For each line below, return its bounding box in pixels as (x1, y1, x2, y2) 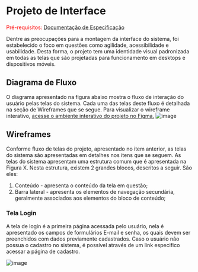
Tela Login (6, 209, 37, 217)
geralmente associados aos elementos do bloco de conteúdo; (14, 194, 166, 201)
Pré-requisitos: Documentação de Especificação (6, 24, 124, 31)
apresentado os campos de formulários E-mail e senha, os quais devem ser (6, 229, 191, 236)
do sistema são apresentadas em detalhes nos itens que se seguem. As (6, 151, 181, 158)
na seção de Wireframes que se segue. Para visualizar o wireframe (6, 105, 170, 113)
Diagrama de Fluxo (6, 78, 77, 88)
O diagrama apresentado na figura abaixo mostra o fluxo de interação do (6, 93, 184, 100)
